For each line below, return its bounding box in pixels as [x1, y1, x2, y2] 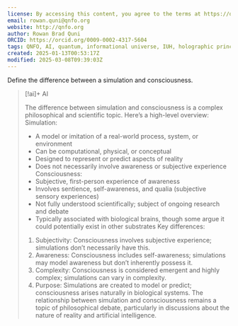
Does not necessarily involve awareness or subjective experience [35, 162, 227, 170]
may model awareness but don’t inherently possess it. [35, 258, 193, 267]
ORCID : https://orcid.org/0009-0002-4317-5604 [7, 37, 147, 44]
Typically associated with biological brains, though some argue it [35, 214, 225, 223]
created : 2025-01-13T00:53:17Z [7, 50, 100, 57]
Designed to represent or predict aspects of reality [35, 154, 183, 163]
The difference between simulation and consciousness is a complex [24, 103, 223, 112]
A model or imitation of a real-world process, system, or [35, 132, 199, 140]
